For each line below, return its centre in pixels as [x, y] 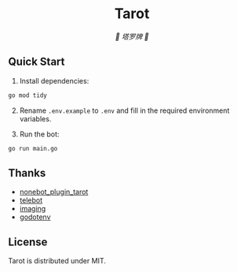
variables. [35, 118]
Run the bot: [39, 134]
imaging [33, 209]
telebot [31, 200]
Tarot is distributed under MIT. [57, 261]
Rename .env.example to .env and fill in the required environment [124, 110]
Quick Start [37, 62]
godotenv [35, 217]
